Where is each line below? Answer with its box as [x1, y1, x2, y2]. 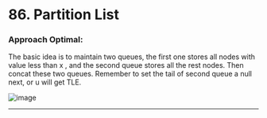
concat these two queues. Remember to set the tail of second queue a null [8, 69, 253, 79]
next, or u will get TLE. [8, 77, 82, 87]
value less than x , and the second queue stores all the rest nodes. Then [8, 61, 244, 70]
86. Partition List [8, 6, 119, 24]
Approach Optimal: [8, 34, 83, 45]
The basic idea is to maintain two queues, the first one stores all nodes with [8, 52, 256, 61]
